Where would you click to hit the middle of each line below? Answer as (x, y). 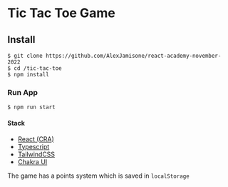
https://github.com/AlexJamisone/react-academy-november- (133, 56)
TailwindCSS (36, 154)
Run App (22, 92)
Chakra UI (32, 161)
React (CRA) (36, 139)
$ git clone (25, 56)
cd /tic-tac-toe (38, 69)
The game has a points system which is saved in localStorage (99, 176)
